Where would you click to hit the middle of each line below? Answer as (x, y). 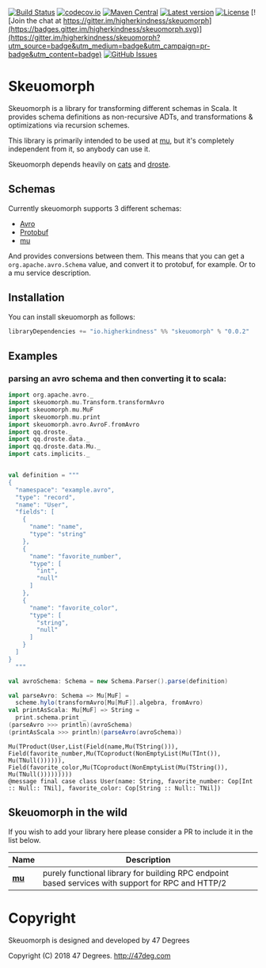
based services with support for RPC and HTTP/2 (135, 882)
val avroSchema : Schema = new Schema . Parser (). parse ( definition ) (118, 681)
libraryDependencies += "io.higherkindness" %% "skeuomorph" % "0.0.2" (129, 331)
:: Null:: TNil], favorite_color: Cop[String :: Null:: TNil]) (115, 788)
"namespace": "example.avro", (65, 490)
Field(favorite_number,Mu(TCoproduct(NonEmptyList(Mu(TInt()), (115, 753)
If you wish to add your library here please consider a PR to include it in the (131, 832)
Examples (33, 356)
